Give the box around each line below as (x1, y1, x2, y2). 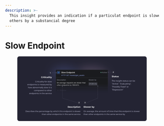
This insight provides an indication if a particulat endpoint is (9, 13, 147, 18)
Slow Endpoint (5, 40, 65, 51)
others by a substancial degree (9, 18, 76, 23)
